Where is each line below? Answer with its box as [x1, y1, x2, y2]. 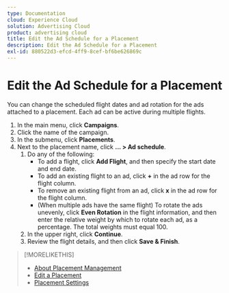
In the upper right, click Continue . [27, 230, 123, 238]
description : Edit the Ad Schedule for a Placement [7, 42, 157, 49]
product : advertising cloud [7, 29, 87, 36]
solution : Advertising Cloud [7, 23, 90, 29]
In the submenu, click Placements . [16, 135, 116, 144]
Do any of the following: [27, 150, 95, 158]
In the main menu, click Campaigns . [16, 120, 120, 129]
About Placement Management [33, 264, 122, 272]
